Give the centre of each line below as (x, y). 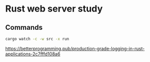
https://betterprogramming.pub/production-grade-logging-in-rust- (75, 48)
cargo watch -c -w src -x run (37, 39)
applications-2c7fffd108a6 (33, 54)
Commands (24, 27)
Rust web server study (54, 9)
